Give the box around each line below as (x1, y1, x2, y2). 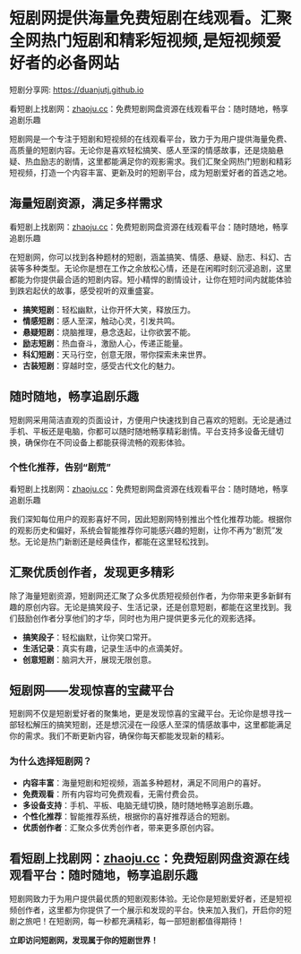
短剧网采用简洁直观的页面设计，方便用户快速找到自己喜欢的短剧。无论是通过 (9, 414, 292, 425)
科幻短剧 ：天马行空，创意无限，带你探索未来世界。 (21, 348, 211, 359)
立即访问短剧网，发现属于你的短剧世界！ (9, 934, 159, 945)
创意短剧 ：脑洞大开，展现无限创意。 (21, 654, 157, 665)
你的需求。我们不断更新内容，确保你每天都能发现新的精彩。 (9, 731, 229, 742)
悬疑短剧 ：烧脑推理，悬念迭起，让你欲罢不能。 (21, 326, 195, 337)
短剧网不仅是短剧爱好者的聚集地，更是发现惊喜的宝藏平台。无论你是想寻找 (9, 709, 284, 719)
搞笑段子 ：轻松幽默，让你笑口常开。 (21, 632, 157, 642)
